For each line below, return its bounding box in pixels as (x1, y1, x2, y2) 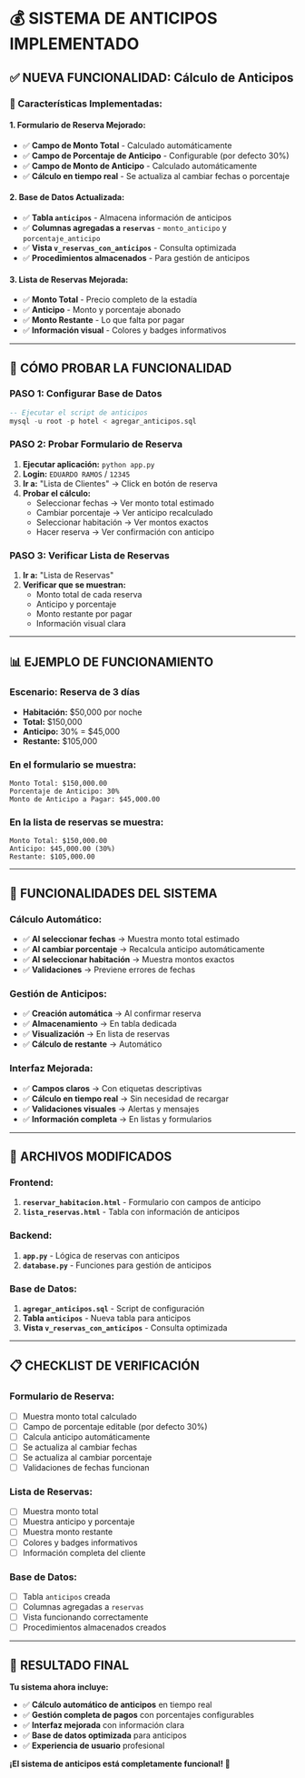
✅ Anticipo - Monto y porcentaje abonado (22, 305, 182, 316)
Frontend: (9, 1176, 54, 1189)
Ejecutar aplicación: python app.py (22, 458, 155, 469)
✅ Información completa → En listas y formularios (22, 1113, 212, 1124)
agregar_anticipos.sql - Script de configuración (22, 1302, 205, 1313)
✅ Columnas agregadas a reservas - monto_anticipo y (22, 222, 227, 233)
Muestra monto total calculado (22, 1411, 138, 1421)
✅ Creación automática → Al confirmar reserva (22, 1008, 202, 1020)
